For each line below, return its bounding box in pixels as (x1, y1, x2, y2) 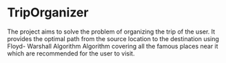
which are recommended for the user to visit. (7, 49, 135, 58)
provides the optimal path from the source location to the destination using (7, 34, 219, 42)
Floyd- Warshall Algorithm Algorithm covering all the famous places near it (7, 42, 218, 50)
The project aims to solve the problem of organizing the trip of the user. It (7, 27, 216, 36)
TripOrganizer (7, 5, 89, 21)
